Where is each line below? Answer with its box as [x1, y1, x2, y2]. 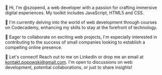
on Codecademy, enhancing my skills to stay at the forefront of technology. [5, 25, 158, 30]
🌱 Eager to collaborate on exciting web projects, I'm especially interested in [5, 34, 157, 40]
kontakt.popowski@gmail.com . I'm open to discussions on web [5, 59, 133, 65]
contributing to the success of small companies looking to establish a [5, 39, 145, 45]
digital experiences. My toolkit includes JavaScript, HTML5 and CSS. [5, 10, 144, 16]
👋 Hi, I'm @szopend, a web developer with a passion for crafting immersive [5, 5, 157, 10]
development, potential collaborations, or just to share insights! [5, 64, 133, 70]
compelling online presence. [5, 45, 62, 50]
